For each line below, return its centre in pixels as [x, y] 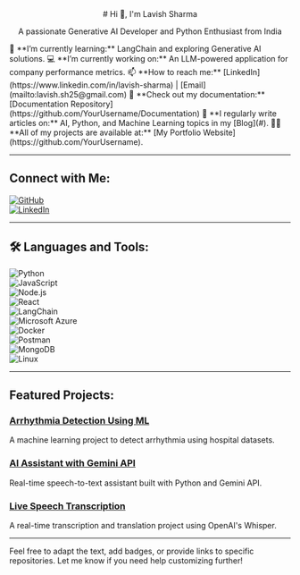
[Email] [193, 85]
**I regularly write [243, 114]
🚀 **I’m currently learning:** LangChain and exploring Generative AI [135, 49]
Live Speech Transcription [68, 506]
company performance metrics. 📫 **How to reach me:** [115, 72]
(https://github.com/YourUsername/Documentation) [105, 114]
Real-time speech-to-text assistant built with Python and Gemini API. [136, 483]
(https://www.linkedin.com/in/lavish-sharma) [92, 85]
